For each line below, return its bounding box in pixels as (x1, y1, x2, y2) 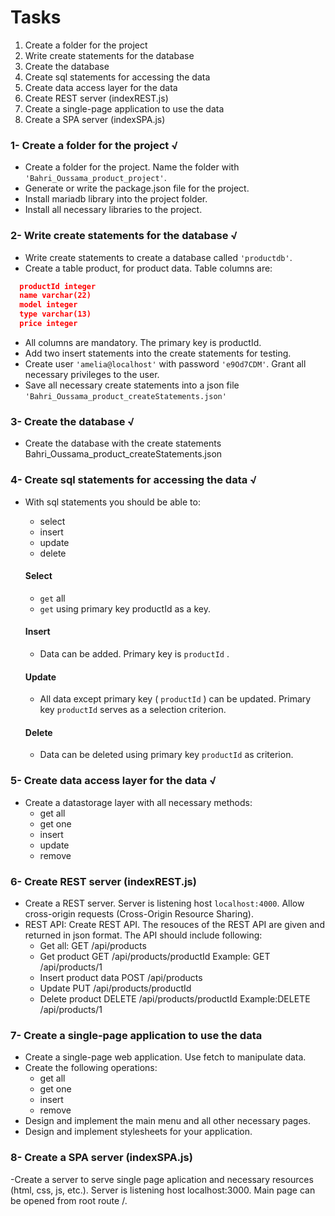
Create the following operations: (24, 1062, 158, 1074)
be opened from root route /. (10, 1194, 128, 1206)
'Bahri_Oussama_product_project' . (24, 172, 167, 184)
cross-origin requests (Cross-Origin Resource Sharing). (24, 907, 254, 920)
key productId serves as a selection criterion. (39, 704, 227, 716)
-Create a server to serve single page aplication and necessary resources (10, 1173, 314, 1185)
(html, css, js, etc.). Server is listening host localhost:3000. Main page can (10, 1184, 316, 1196)
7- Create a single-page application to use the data (10, 1028, 263, 1042)
